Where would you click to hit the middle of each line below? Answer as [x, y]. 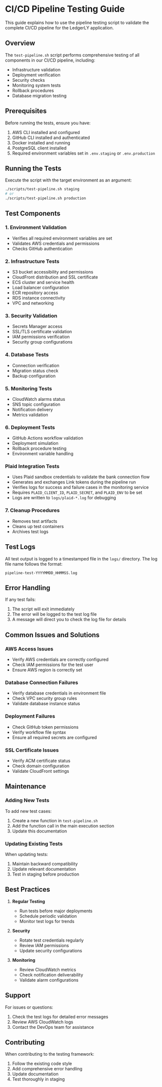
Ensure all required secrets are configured [54, 737]
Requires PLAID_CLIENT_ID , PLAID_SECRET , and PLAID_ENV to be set [77, 492]
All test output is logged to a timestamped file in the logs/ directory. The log [81, 558]
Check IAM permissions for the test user [53, 665]
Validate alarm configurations [49, 980]
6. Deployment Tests [30, 427]
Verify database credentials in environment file [59, 693]
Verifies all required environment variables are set [62, 238]
